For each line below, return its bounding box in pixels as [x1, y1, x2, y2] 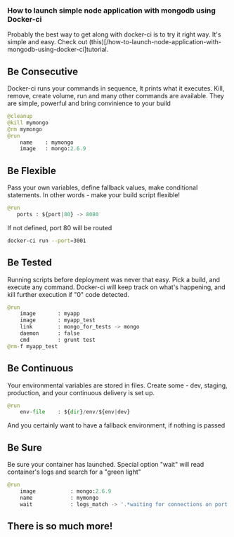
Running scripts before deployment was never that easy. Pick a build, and [7, 275, 220, 284]
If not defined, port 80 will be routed [7, 223, 112, 232]
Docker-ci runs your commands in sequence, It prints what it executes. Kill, [7, 84, 225, 93]
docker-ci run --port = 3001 [7, 237, 86, 244]
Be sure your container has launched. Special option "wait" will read [7, 460, 204, 469]
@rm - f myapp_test [7, 343, 58, 350]
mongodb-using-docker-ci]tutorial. [7, 45, 109, 54]
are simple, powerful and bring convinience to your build [7, 99, 171, 107]
